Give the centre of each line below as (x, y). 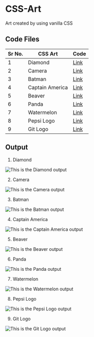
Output (17, 147)
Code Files (22, 39)
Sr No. (15, 53)
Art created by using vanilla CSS (39, 23)
